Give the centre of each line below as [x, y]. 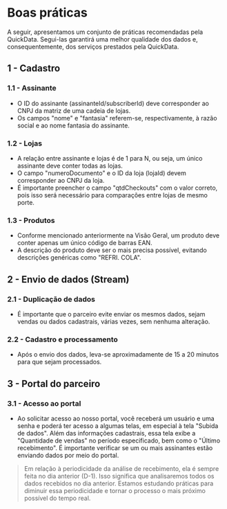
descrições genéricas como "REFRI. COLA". [79, 258]
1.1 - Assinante [32, 88]
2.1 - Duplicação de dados [51, 299]
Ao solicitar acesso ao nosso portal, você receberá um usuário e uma [116, 418]
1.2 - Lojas [25, 143]
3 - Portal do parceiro [54, 383]
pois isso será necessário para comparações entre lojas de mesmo [112, 195]
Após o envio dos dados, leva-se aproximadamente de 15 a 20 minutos [118, 355]
